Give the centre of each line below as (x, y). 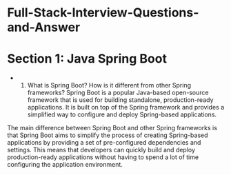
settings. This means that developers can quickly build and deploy (101, 150)
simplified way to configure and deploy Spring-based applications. (122, 114)
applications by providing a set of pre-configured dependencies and (104, 143)
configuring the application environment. (65, 165)
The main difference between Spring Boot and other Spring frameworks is (112, 128)
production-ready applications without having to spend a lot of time (103, 157)
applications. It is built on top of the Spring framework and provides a (126, 107)
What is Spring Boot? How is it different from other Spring (109, 85)
